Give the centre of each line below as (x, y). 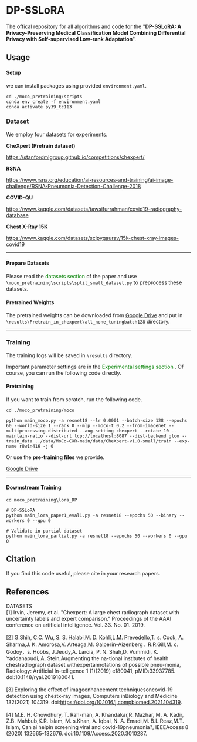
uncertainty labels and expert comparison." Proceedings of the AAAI (89, 618)
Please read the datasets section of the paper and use (72, 277)
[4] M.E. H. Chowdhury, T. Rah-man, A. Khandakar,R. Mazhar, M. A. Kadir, (95, 714)
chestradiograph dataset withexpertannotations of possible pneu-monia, (94, 664)
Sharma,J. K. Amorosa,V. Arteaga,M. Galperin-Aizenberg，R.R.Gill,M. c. (92, 644)
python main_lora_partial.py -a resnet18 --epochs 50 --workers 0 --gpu (97, 536)
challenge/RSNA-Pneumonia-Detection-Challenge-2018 (74, 186)
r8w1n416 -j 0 (36, 446)
